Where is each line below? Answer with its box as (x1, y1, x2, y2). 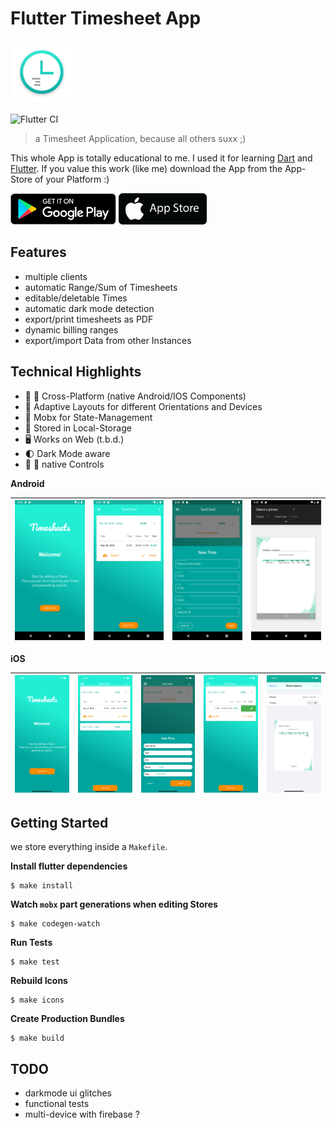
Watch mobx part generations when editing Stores (10, 898, 218, 911)
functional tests (24, 1098, 90, 1110)
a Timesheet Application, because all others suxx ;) (34, 132, 247, 144)
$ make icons (10, 995, 65, 1006)
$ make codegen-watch (10, 919, 101, 929)
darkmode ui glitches (24, 1087, 112, 1099)
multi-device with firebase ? (24, 1108, 140, 1121)
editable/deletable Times (24, 292, 128, 304)
